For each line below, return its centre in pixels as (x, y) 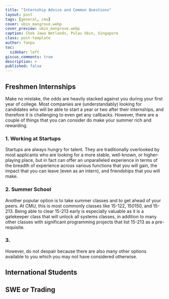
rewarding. (16, 125)
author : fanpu (20, 43)
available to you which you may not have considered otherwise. (71, 256)
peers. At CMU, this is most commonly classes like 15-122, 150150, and (79, 206)
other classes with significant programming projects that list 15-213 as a (80, 222)
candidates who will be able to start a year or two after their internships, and (84, 109)
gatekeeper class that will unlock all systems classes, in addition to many (81, 216)
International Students (41, 273)
